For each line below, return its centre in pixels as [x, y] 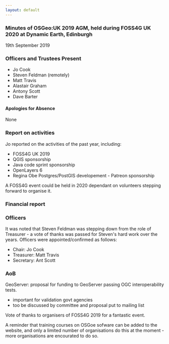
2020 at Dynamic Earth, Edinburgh [49, 34]
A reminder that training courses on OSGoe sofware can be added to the [81, 325]
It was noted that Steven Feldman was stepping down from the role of [78, 229]
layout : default [22, 10]
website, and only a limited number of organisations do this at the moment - [85, 330]
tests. [11, 290]
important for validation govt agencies [53, 300]
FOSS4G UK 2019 [31, 154]
